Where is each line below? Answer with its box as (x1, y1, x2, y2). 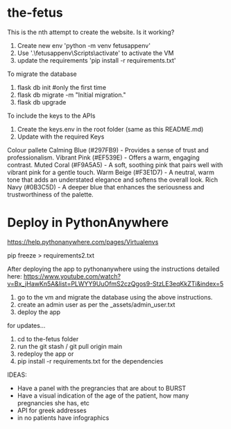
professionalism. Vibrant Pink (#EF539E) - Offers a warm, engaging (7, 153, 200, 162)
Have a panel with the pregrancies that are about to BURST (17, 384, 187, 392)
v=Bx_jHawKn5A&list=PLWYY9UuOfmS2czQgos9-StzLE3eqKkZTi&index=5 (7, 279, 224, 288)
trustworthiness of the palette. (7, 190, 94, 198)
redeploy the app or (17, 350, 74, 358)
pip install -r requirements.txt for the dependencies (17, 357, 164, 365)
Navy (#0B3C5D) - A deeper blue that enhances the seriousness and (7, 182, 205, 191)
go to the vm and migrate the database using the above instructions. (17, 292, 213, 301)
